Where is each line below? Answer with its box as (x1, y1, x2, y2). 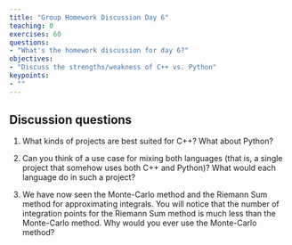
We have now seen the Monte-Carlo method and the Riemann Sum (21, 189, 268, 200)
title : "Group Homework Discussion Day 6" (9, 12, 169, 22)
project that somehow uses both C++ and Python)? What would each (21, 162, 276, 174)
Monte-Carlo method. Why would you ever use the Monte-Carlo (21, 217, 257, 228)
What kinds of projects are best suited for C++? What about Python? (21, 135, 274, 147)
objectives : (9, 54, 53, 63)
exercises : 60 (9, 29, 62, 38)
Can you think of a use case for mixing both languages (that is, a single (21, 153, 283, 164)
